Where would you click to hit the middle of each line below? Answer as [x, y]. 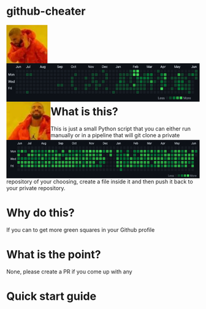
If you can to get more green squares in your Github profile [81, 230]
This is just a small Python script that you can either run [121, 128]
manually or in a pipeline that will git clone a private [115, 135]
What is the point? [54, 255]
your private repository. [36, 188]
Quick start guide [51, 296]
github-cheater [46, 11]
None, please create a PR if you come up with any [70, 272]
